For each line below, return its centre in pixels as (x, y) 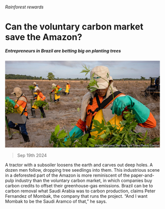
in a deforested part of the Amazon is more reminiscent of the (68, 175)
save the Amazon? (44, 37)
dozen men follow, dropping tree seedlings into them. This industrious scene (82, 170)
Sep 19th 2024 (32, 156)
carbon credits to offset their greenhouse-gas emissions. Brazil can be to (79, 186)
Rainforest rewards (24, 7)
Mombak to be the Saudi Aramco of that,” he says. (56, 202)
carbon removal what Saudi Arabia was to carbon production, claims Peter (80, 191)
